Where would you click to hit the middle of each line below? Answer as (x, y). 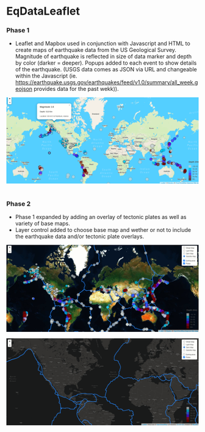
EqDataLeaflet (43, 11)
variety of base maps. (42, 223)
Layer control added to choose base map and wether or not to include (103, 229)
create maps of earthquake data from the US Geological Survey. (96, 50)
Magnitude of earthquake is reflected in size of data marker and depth (103, 57)
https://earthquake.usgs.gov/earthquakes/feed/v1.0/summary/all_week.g (106, 82)
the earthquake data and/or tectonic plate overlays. (80, 236)
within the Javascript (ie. (46, 76)
